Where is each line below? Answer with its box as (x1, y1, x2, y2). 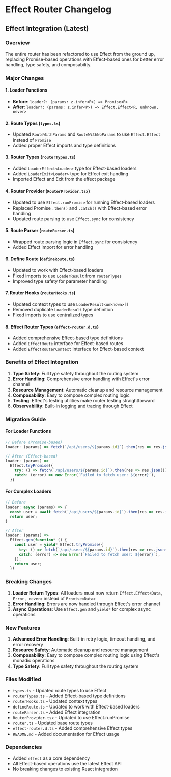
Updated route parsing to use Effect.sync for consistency (12, 216, 134, 222)
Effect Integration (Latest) (5, 24, 89, 33)
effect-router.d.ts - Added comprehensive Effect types (12, 725, 133, 732)
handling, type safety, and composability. (5, 61, 92, 67)
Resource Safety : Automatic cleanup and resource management (12, 647, 149, 653)
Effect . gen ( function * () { (10, 538, 67, 543)
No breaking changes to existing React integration (12, 766, 118, 772)
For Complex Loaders (5, 488, 52, 494)
